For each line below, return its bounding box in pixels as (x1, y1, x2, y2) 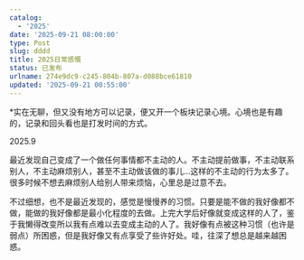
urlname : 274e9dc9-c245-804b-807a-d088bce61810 (9, 72, 193, 81)
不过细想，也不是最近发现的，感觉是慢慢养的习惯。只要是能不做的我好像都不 (9, 196, 295, 207)
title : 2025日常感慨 (9, 55, 81, 64)
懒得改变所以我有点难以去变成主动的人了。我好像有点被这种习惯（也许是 (24, 218, 295, 229)
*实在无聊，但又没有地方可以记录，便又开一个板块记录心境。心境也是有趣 (9, 106, 283, 117)
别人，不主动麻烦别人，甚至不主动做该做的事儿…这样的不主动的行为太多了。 (9, 165, 294, 176)
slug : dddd (9, 47, 51, 56)
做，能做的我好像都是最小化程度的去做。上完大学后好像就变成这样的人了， (9, 207, 287, 218)
